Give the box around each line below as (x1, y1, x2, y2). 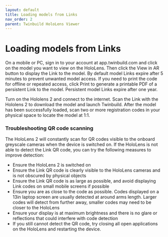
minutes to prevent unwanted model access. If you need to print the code (5, 76, 157, 82)
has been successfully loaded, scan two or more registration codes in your (5, 107, 160, 113)
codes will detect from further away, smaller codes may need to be (12, 199, 152, 205)
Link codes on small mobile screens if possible (12, 183, 110, 189)
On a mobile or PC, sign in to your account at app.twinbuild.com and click (5, 60, 157, 66)
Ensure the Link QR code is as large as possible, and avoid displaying (12, 178, 156, 184)
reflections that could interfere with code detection (12, 215, 118, 221)
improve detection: (5, 152, 44, 159)
